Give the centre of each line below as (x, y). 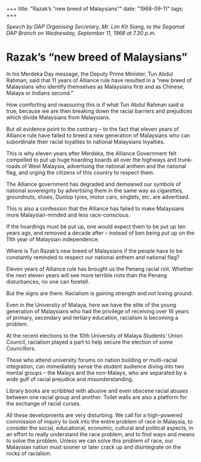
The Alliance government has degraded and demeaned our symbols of (94, 184)
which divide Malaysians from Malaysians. (58, 117)
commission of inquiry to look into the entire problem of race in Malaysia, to (100, 421)
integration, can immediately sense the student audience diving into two (95, 366)
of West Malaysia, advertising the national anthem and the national (104, 166)
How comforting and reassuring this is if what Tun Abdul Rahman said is (95, 104)
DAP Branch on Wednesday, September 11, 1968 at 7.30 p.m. (81, 33)
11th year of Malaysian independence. (53, 239)
